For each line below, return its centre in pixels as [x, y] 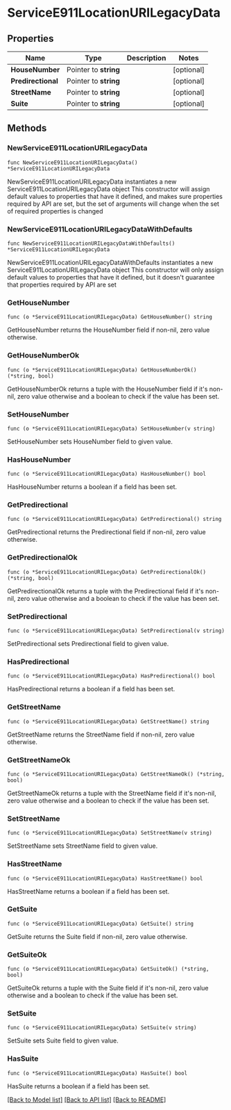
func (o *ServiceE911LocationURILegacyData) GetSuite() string [101, 924]
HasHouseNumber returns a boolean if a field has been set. [92, 487]
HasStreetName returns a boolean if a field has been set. [88, 891]
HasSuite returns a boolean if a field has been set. [79, 1086]
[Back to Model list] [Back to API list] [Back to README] [87, 1100]
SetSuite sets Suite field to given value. [63, 1040]
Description [146, 58]
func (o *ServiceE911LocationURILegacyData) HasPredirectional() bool [111, 676]
